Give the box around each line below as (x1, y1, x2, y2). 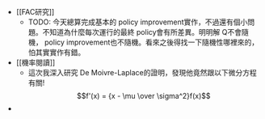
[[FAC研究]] (15, 7, 55, 16)
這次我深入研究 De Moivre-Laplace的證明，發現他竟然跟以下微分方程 (27, 68, 257, 77)
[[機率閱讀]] (15, 57, 56, 67)
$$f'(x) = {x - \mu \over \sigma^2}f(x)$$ (76, 91, 212, 100)
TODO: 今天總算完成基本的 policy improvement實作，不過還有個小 (27, 17, 248, 27)
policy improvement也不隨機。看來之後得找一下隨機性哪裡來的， (44, 37, 259, 47)
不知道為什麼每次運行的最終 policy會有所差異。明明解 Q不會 (42, 28, 242, 36)
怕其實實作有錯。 (27, 48, 86, 57)
